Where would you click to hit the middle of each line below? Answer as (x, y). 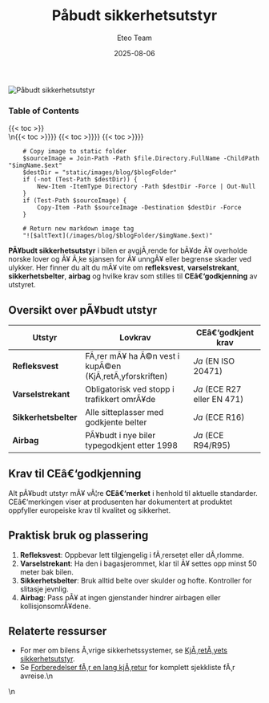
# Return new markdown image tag (78, 229)
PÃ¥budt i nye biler (120, 436)
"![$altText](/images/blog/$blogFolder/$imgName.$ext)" (118, 236)
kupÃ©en (103, 366)
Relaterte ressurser (58, 631)
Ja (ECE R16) (219, 417)
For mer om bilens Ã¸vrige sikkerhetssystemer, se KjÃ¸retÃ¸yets (124, 650)
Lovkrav (135, 338)
